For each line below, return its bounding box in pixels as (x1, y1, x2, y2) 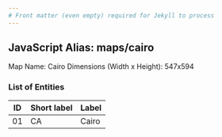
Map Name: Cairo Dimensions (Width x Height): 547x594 (8, 62, 194, 71)
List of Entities (8, 82, 65, 93)
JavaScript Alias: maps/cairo (8, 41, 155, 55)
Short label (30, 102, 73, 113)
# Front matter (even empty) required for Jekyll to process (8, 11, 215, 20)
